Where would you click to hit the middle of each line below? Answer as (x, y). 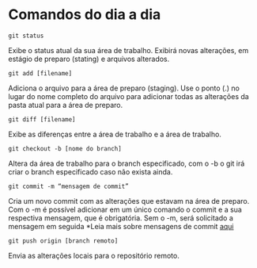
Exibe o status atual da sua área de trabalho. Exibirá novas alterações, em (128, 50)
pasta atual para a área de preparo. (66, 105)
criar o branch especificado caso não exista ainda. (91, 171)
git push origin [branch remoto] (63, 241)
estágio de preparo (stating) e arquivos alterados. (89, 59)
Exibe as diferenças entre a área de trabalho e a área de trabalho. (115, 134)
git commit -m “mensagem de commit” (68, 186)
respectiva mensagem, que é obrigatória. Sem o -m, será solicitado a (121, 218)
